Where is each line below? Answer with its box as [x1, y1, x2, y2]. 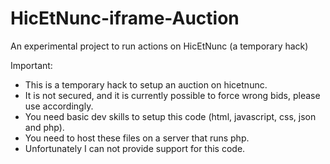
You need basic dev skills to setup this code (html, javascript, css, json [24, 110, 317, 122]
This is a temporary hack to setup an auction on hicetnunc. [24, 78, 268, 91]
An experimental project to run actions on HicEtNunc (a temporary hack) [10, 40, 309, 52]
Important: [10, 59, 53, 71]
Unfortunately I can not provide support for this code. [24, 142, 246, 154]
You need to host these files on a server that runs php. [24, 132, 250, 144]
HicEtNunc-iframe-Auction [10, 7, 240, 30]
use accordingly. [24, 100, 94, 112]
